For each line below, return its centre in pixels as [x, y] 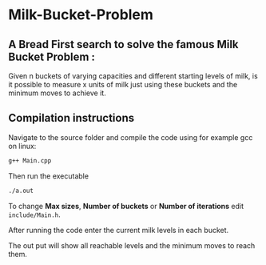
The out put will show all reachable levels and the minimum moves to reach [132, 245]
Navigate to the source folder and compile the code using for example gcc [131, 137]
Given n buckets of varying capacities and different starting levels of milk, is [133, 76]
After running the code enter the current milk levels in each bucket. [119, 230]
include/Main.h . [35, 215]
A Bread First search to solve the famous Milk [123, 44]
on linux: [22, 146]
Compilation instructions [71, 118]
